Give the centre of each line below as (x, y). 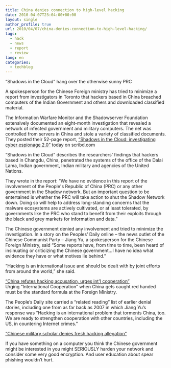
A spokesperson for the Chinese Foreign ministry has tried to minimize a (81, 91)
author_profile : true (28, 24)
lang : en (15, 57)
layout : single (21, 19)
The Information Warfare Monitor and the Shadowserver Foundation (77, 118)
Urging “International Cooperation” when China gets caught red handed (81, 287)
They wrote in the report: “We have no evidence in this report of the (76, 181)
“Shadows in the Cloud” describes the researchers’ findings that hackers (82, 155)
